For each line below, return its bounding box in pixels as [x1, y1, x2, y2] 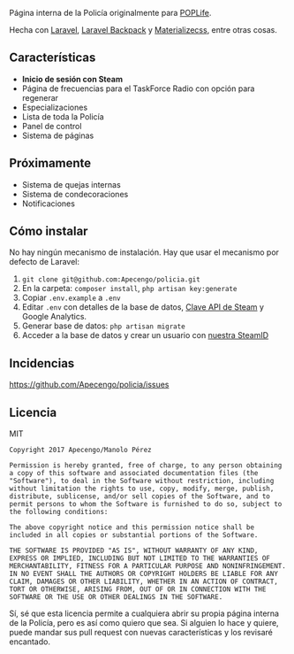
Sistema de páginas [21, 130, 94, 141]
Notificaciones [21, 198, 75, 209]
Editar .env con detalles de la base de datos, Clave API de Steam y [21, 302, 265, 312]
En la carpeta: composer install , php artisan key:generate [21, 283, 237, 294]
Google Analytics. [21, 312, 87, 322]
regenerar [21, 92, 59, 103]
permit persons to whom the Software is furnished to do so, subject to [9, 500, 283, 509]
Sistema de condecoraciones [21, 189, 129, 199]
